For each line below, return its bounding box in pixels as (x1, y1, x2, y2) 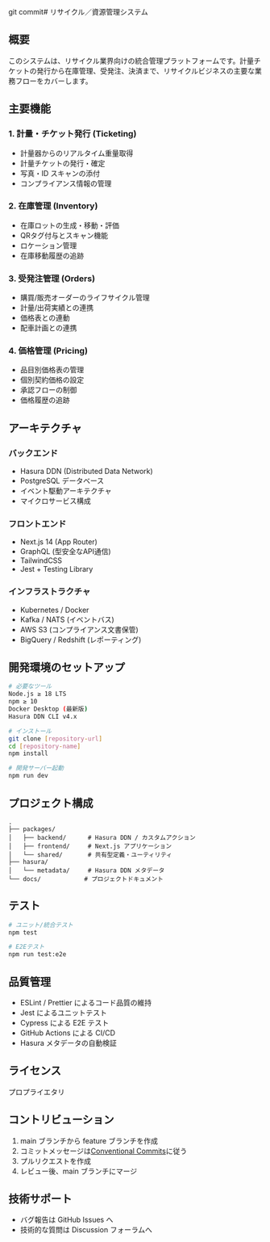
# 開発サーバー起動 (8, 764, 64, 773)
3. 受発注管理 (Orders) (8, 273, 95, 284)
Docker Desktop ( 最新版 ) (8, 705, 89, 713)
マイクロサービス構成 (19, 496, 91, 506)
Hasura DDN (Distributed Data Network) (19, 467, 153, 476)
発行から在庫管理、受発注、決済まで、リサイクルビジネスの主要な (35, 65, 255, 75)
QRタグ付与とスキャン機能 (19, 230, 109, 240)
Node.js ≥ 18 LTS (8, 690, 67, 699)
